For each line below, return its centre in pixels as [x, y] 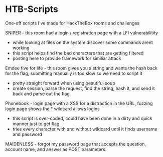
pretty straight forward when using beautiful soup [64, 83]
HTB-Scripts [32, 9]
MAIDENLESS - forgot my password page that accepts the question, [76, 144]
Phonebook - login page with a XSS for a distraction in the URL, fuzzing [79, 103]
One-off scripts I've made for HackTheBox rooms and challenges [72, 23]
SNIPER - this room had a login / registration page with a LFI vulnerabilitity [81, 32]
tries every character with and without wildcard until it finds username [85, 129]
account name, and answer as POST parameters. [56, 149]
